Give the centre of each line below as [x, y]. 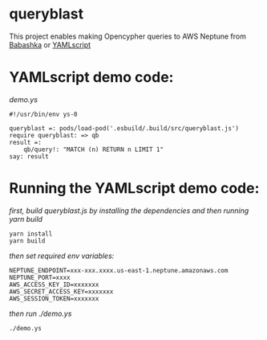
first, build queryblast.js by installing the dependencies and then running [129, 211]
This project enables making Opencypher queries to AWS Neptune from [128, 36]
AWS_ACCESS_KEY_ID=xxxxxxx [54, 285]
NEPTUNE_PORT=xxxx [40, 277]
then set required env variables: [62, 256]
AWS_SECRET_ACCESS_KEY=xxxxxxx [61, 291]
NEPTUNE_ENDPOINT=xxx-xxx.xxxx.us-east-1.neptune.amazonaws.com [119, 270]
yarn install [31, 234]
